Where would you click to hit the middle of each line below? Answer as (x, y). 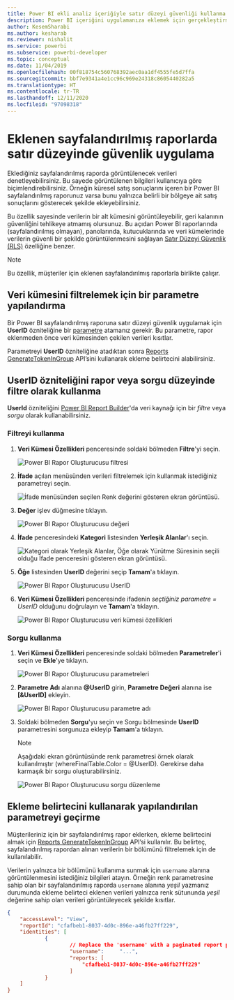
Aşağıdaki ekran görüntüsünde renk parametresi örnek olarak (105, 756)
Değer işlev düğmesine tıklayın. (62, 510)
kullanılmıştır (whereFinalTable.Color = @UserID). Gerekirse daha (110, 764)
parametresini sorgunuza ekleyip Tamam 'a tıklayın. (91, 729)
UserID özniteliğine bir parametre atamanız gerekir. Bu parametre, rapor (110, 330)
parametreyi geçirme (54, 818)
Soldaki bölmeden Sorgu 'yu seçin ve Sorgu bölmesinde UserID (108, 722)
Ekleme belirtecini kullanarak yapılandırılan (103, 807)
